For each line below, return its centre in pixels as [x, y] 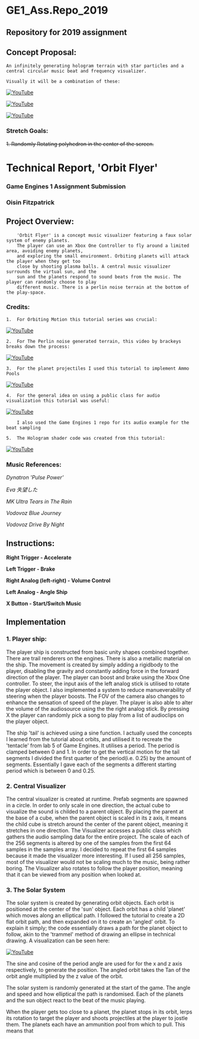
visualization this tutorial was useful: [58, 401]
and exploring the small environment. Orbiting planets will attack [103, 256]
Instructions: [31, 543]
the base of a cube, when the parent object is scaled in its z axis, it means [96, 818]
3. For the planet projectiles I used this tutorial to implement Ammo [98, 368]
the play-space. [26, 292]
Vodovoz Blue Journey [34, 513]
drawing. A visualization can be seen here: [58, 940]
